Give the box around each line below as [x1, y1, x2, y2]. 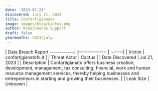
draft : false [5, 30, 33, 35]
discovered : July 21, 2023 [5, 12, 62, 17]
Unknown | [5, 80, 28, 86]
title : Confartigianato [5, 16, 55, 21]
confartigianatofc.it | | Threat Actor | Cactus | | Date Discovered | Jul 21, [5, 54, 153, 60]
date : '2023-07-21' [5, 7, 46, 12]
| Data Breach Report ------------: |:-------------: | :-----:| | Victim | [5, 48, 144, 55]
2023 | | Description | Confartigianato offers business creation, [5, 59, 135, 65]
